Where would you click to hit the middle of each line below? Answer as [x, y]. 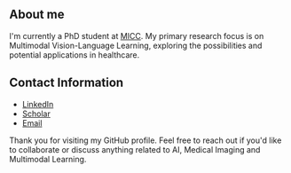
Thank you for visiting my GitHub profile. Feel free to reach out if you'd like [145, 140]
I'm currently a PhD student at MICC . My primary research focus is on [137, 35]
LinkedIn [38, 104]
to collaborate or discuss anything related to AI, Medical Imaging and [135, 149]
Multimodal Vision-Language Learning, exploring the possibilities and [136, 45]
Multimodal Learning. [48, 159]
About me [37, 15]
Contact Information [67, 83]
